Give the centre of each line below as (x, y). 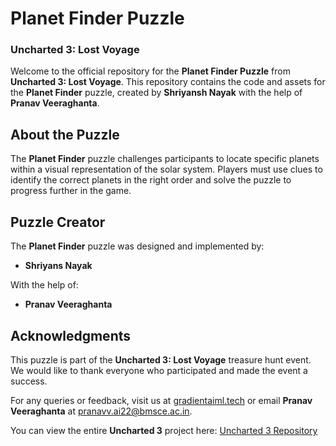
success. (29, 381)
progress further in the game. (71, 191)
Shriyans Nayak (58, 266)
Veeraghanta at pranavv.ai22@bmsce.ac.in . (101, 411)
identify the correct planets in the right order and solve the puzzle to (151, 180)
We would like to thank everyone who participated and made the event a (159, 370)
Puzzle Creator (58, 222)
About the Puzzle (65, 134)
